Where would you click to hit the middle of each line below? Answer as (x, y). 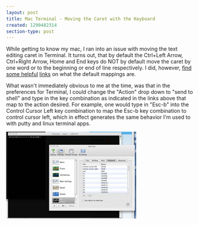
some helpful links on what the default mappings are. (71, 74)
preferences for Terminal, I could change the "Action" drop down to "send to (99, 92)
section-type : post (30, 31)
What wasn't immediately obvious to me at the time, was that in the (88, 85)
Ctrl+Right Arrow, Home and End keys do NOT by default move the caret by (99, 62)
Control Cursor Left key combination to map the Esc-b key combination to (97, 111)
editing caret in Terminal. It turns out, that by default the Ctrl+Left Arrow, (94, 55)
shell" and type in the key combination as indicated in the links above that (96, 99)
